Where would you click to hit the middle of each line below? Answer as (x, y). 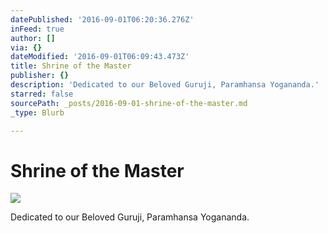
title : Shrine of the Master (71, 66)
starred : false (42, 94)
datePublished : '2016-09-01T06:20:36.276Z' (102, 19)
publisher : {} (40, 76)
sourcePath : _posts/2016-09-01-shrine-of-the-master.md (129, 103)
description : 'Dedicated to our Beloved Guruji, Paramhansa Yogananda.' (165, 85)
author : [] (33, 38)
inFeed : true (37, 29)
